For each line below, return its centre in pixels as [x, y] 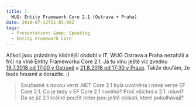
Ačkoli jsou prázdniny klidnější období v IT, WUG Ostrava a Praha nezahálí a [97, 55]
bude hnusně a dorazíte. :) [38, 74]
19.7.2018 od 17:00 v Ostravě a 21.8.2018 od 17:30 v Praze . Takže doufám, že [98, 68]
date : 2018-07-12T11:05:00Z [40, 22]
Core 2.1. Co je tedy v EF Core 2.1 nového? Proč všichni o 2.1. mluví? [102, 92]
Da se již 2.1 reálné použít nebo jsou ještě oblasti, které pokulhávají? [102, 98]
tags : [13, 28]
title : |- [18, 11]
